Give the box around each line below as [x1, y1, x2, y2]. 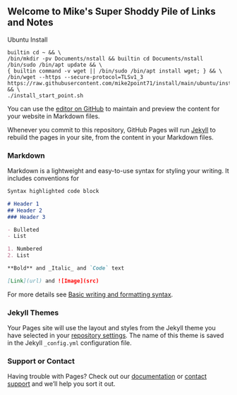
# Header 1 [7, 200, 39, 207]
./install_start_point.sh [7, 92, 83, 99]
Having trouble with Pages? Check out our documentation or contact [7, 372, 207, 381]
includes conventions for [7, 174, 80, 182]
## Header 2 [7, 207, 42, 214]
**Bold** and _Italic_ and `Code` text [7, 265, 125, 272]
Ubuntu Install [7, 35, 48, 44]
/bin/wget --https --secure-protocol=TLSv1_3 [7, 73, 143, 80]
